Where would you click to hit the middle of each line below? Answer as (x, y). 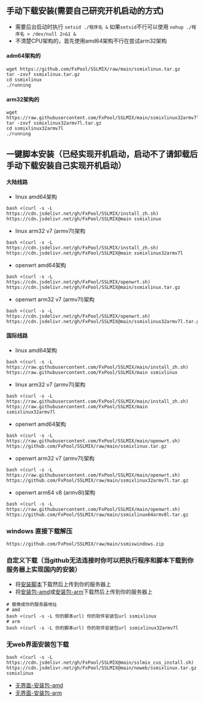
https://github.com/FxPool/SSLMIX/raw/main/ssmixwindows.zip (85, 544)
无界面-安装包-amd (39, 685)
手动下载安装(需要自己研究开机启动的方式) (85, 11)
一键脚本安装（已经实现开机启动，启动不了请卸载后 (102, 154)
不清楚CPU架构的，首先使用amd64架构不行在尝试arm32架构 (91, 41)
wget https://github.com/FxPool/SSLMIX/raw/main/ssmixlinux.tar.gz (93, 69)
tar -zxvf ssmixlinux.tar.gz (43, 75)
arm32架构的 (23, 99)
